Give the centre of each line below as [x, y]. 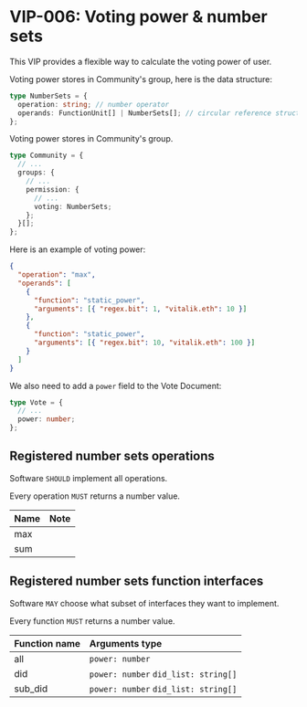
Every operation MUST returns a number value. [95, 496]
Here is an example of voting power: [78, 249]
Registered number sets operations [112, 456]
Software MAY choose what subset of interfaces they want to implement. [144, 603]
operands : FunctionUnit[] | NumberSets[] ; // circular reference [145, 113]
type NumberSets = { [49, 96]
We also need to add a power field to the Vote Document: [116, 385]
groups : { [36, 173]
